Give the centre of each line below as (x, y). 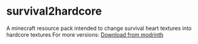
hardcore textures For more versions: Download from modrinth (85, 34)
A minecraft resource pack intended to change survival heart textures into (99, 28)
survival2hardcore (54, 11)
